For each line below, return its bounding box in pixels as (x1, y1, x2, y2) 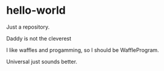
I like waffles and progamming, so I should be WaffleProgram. (6, 46, 159, 54)
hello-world (6, 4, 66, 17)
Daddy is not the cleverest (6, 35, 72, 42)
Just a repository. (6, 23, 50, 30)
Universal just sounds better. (6, 58, 77, 65)
